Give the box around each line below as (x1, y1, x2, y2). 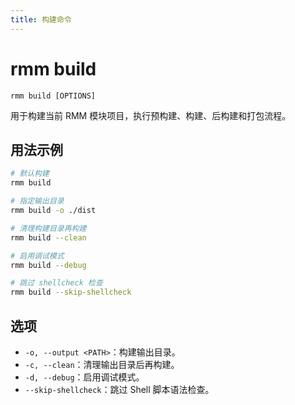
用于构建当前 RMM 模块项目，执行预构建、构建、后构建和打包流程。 (10, 109, 292, 121)
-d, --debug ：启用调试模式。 (24, 371, 145, 383)
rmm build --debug (10, 260, 87, 270)
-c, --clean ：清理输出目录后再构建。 (24, 358, 180, 370)
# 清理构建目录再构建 (10, 223, 87, 233)
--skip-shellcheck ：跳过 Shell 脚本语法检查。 (24, 383, 215, 395)
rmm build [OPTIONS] (10, 91, 97, 101)
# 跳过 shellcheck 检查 (10, 278, 103, 288)
